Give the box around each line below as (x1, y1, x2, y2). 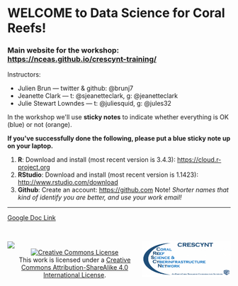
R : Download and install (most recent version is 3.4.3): (17, 155, 176, 164)
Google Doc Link (7, 214, 57, 222)
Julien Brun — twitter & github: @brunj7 (17, 84, 133, 93)
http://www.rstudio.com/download (17, 178, 118, 187)
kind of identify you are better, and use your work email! (17, 193, 182, 202)
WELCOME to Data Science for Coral (7, 5, 225, 21)
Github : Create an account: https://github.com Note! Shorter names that (17, 186, 229, 194)
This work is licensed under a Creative (18, 255, 131, 264)
